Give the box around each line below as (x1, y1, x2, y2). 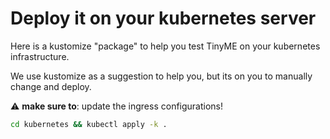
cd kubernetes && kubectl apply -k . (10, 119, 168, 129)
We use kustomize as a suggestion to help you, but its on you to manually (10, 70, 313, 82)
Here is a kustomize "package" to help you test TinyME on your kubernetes (10, 40, 321, 52)
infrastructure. (10, 50, 70, 62)
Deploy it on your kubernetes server (10, 7, 317, 30)
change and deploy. (10, 80, 92, 92)
